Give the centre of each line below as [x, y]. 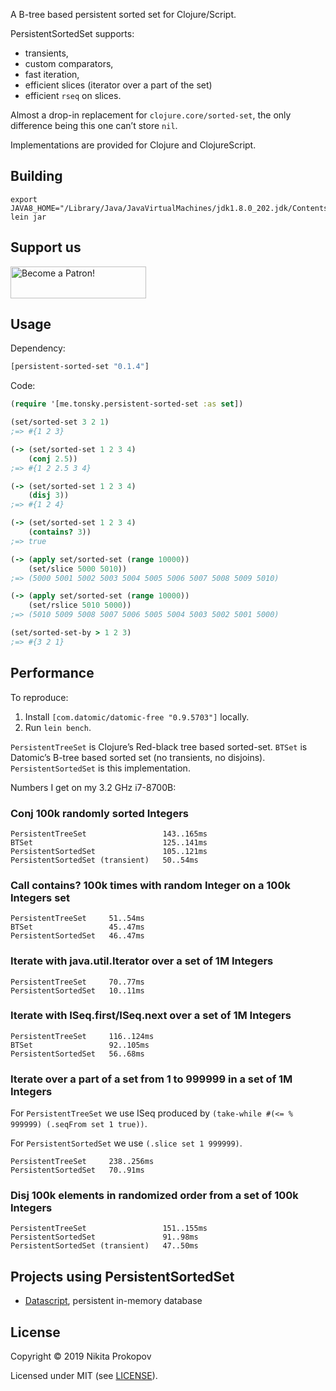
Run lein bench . [58, 727]
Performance [52, 673]
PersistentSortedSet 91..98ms [104, 1237]
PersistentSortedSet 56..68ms [77, 1054]
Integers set [40, 897]
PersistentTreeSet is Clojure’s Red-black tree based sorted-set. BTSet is [159, 746]
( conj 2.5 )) [53, 459]
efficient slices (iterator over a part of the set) [118, 85]
